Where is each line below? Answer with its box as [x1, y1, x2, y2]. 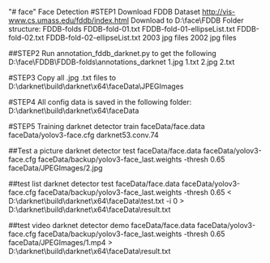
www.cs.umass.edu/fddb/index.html [8, 15, 130, 25]
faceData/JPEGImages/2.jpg [8, 163, 103, 173]
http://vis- [202, 7, 236, 16]
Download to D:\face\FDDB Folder [131, 15, 244, 25]
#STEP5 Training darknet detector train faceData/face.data [8, 122, 205, 131]
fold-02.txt [8, 32, 45, 42]
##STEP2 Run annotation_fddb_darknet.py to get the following [8, 49, 216, 58]
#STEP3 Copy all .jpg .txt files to [8, 73, 116, 82]
